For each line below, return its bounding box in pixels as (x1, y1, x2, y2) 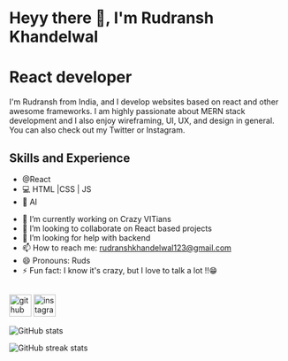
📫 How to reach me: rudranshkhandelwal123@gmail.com (21, 242, 232, 253)
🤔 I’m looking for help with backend (21, 232, 151, 242)
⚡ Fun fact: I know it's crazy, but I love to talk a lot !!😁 (21, 265, 218, 275)
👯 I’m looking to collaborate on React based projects (21, 223, 212, 234)
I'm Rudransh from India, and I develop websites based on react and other (9, 96, 279, 107)
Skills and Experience (9, 150, 131, 165)
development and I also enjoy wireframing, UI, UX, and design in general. (9, 115, 276, 127)
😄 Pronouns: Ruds (21, 255, 91, 265)
